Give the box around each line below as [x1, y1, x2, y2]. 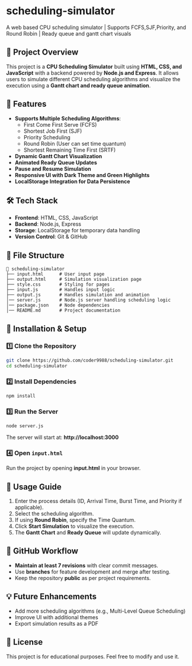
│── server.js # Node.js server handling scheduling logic [6, 297, 171, 303]
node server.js [6, 423, 44, 429]
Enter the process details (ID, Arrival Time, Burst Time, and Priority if [14, 498, 182, 505]
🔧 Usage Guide [6, 482, 62, 492]
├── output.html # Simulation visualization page [6, 277, 142, 283]
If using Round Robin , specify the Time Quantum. [14, 517, 136, 524]
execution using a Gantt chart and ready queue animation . [6, 82, 151, 89]
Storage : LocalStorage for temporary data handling [14, 227, 140, 234]
